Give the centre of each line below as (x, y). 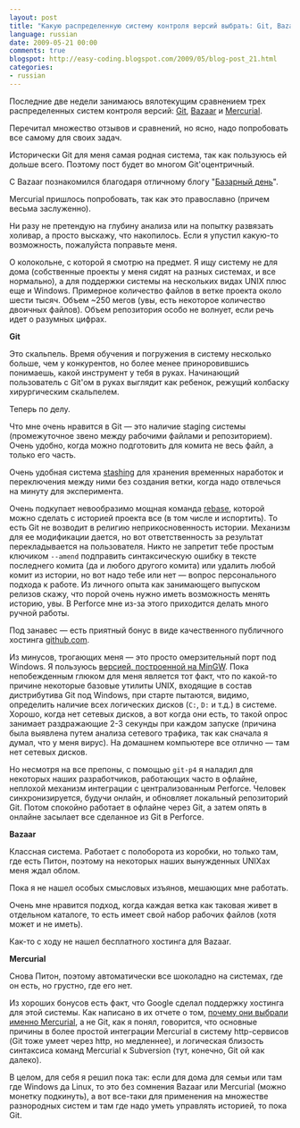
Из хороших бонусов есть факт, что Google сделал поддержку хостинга (146, 1003)
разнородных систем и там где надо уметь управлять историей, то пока (148, 1106)
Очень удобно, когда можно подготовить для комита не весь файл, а (142, 445)
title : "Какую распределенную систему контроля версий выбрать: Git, (142, 26)
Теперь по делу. (40, 408)
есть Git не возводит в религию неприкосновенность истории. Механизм (150, 527)
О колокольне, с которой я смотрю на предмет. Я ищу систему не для (144, 262)
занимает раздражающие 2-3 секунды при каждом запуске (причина (143, 723)
